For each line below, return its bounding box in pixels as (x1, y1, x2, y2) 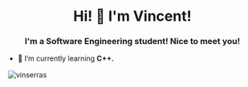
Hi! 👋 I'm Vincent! (73, 7, 192, 26)
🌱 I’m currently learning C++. (17, 53, 114, 63)
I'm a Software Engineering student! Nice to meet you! (24, 36, 241, 47)
